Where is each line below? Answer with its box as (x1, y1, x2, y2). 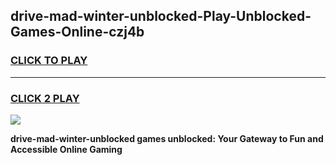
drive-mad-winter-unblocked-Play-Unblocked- (10, 8, 312, 25)
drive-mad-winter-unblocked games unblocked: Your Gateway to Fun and (10, 132, 324, 144)
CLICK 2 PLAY (10, 91, 80, 105)
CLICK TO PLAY (10, 54, 88, 68)
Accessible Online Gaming (10, 143, 123, 155)
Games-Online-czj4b (10, 24, 145, 41)
